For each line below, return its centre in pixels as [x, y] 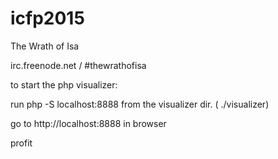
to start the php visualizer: [64, 84]
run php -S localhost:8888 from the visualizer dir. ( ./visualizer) [140, 104]
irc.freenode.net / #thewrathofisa [78, 65]
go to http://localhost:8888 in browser [88, 123]
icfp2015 [47, 18]
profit [21, 143]
